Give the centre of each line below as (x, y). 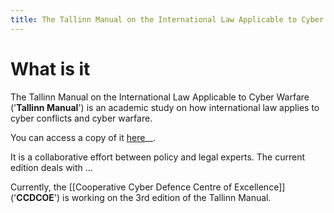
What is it (50, 68)
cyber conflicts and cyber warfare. (81, 118)
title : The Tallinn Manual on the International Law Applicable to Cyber (167, 19)
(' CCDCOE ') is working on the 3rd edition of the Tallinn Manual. (141, 197)
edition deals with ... (51, 167)
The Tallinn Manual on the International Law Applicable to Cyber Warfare (160, 97)
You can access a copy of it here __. (83, 137)
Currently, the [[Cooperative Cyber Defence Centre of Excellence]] (148, 187)
